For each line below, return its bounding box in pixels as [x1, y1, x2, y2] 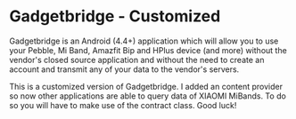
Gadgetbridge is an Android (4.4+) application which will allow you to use [9, 36, 279, 46]
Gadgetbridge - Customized [9, 6, 221, 27]
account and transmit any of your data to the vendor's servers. [9, 64, 240, 75]
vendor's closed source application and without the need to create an [9, 54, 265, 65]
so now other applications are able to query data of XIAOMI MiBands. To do [9, 91, 287, 101]
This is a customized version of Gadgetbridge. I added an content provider [9, 81, 284, 91]
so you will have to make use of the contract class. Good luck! [9, 99, 237, 110]
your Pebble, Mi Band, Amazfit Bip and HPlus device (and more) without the [9, 44, 287, 55]
